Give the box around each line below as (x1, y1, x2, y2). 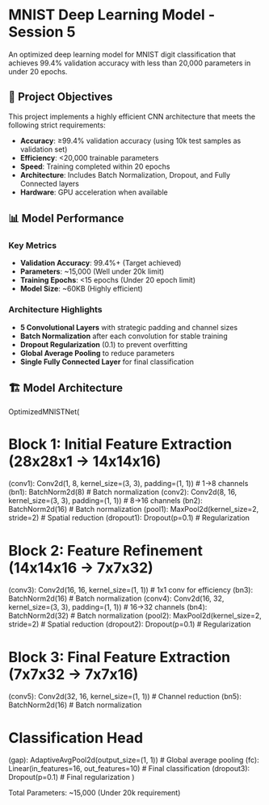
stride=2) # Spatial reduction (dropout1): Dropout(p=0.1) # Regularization (8, 513, 250, 522)
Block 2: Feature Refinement (8, 541, 204, 560)
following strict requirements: (8, 119, 107, 130)
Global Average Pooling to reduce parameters (19, 348, 175, 358)
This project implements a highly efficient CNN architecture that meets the (8, 111, 256, 121)
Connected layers (19, 178, 79, 188)
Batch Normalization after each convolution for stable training (19, 331, 228, 341)
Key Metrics (8, 240, 57, 251)
